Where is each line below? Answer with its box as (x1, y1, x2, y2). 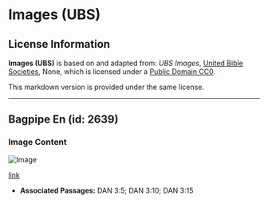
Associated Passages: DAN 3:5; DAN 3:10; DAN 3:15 (19, 185, 194, 195)
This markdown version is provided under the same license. (8, 82, 205, 92)
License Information (8, 37, 110, 51)
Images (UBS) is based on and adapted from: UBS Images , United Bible (8, 58, 243, 68)
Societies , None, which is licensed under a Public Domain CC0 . (8, 67, 216, 76)
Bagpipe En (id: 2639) (8, 113, 119, 127)
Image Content (8, 137, 68, 148)
